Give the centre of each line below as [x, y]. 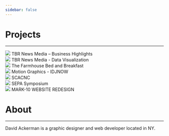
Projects [23, 34]
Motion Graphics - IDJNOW [40, 71]
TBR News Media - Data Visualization [50, 59]
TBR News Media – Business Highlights [52, 53]
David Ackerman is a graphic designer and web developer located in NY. [80, 128]
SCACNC [21, 77]
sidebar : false [21, 10]
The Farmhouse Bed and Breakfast [48, 65]
